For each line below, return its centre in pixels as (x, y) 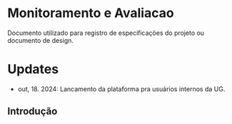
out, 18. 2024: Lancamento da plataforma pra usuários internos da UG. (121, 89)
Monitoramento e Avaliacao (91, 13)
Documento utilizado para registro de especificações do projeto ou (106, 33)
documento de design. (40, 40)
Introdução (32, 112)
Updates (33, 69)
